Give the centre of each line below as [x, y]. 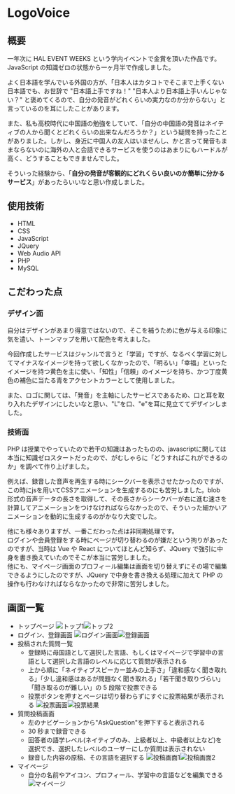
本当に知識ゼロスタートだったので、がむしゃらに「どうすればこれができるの [117, 457]
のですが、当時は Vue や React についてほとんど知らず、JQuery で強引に [112, 548]
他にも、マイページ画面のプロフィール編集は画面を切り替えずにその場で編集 [117, 566]
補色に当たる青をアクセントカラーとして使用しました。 [99, 380]
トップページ [36, 626]
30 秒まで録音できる [57, 731]
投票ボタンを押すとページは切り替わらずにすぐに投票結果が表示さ [123, 696]
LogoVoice [39, 13]
